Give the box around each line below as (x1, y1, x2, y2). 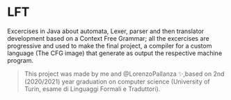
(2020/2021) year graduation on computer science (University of (24, 77, 210, 86)
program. (7, 56, 34, 64)
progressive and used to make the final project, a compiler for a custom (7, 41, 212, 50)
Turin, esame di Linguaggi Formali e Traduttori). (24, 84, 161, 93)
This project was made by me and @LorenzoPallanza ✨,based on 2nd (24, 70, 225, 78)
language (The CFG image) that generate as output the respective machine (7, 49, 223, 57)
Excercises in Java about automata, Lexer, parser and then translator (7, 27, 205, 35)
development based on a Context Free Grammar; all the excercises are (7, 34, 210, 42)
